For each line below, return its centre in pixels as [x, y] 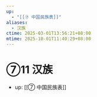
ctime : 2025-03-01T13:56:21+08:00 [49, 34]
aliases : [17, 22]
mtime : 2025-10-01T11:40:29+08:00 [49, 39]
